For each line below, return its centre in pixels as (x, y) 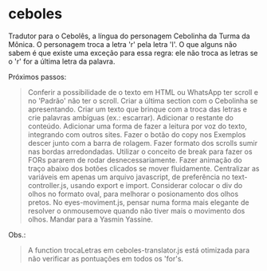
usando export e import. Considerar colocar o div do (157, 185)
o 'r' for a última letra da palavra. (62, 61)
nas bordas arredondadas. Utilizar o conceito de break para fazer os (140, 151)
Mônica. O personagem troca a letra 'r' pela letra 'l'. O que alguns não (123, 44)
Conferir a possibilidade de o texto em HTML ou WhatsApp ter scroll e (143, 92)
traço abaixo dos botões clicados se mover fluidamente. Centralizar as (143, 168)
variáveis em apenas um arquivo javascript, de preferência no (129, 177)
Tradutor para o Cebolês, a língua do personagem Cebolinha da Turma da (129, 36)
